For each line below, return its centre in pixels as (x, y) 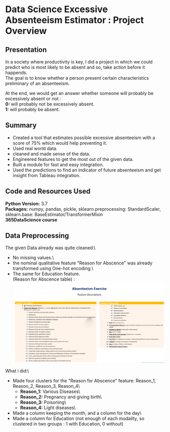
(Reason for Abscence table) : (44, 279)
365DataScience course (31, 220)
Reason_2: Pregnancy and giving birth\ (61, 397)
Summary (21, 125)
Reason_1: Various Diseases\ (50, 391)
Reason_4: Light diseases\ (48, 408)
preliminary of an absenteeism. (37, 83)
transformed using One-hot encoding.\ (53, 269)
